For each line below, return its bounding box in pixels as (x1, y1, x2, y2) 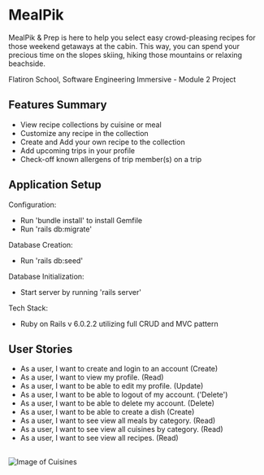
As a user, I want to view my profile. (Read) (19, 372, 164, 382)
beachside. (8, 59, 46, 68)
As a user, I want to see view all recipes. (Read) (19, 433, 179, 443)
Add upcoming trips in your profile (19, 145, 136, 156)
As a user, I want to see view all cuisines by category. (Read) (19, 424, 223, 434)
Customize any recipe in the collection (19, 128, 149, 138)
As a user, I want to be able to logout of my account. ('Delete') (19, 389, 228, 400)
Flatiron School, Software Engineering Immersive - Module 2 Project (8, 74, 236, 84)
